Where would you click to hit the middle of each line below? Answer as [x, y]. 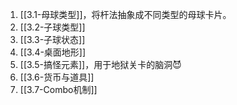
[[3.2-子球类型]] [52, 27]
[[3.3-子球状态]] [52, 39]
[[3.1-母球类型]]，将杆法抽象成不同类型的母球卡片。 [125, 14]
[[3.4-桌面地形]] [53, 52]
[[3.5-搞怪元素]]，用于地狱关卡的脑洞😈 [100, 64]
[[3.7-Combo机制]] [58, 89]
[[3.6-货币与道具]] [57, 77]
